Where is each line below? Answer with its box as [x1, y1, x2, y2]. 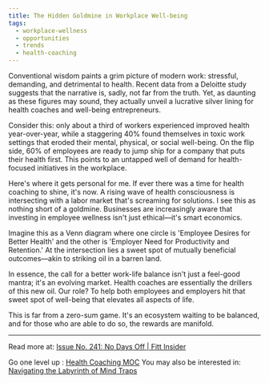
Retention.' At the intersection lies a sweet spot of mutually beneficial [8, 245, 236, 255]
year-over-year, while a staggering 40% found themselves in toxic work [8, 129, 246, 139]
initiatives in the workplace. [37, 163, 127, 172]
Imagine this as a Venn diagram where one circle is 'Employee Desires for [8, 228, 251, 237]
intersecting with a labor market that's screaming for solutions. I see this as [8, 196, 256, 205]
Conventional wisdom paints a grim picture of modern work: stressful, [8, 71, 239, 80]
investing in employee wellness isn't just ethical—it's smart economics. [8, 213, 243, 222]
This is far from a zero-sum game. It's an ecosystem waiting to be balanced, [8, 310, 260, 320]
